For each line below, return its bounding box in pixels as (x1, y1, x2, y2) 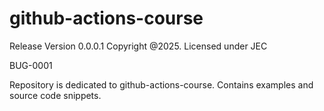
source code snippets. (9, 89, 102, 101)
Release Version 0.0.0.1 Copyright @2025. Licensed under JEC (9, 40, 268, 52)
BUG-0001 (9, 59, 53, 71)
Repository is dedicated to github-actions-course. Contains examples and (9, 78, 314, 91)
